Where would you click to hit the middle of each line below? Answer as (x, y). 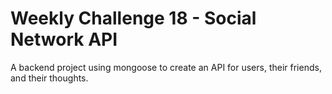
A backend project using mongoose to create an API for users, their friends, (166, 67)
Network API (64, 39)
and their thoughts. (49, 78)
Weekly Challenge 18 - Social (133, 18)
